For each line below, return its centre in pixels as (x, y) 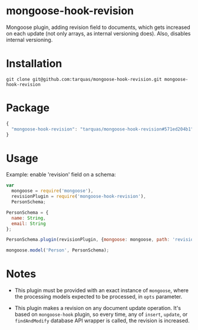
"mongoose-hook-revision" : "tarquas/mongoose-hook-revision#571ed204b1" (103, 129)
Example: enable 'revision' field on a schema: (61, 175)
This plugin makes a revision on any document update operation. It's (98, 308)
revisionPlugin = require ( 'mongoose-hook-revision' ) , (79, 197)
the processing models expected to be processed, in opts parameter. (98, 297)
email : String (29, 223)
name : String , (29, 218)
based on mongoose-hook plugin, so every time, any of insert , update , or (101, 315)
